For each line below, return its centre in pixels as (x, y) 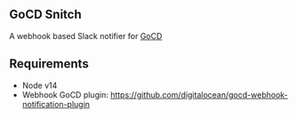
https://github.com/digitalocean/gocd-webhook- (199, 94)
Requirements (49, 64)
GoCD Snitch (45, 15)
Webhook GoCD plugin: (65, 94)
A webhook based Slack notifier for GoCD (86, 35)
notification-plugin (56, 104)
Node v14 (40, 85)
